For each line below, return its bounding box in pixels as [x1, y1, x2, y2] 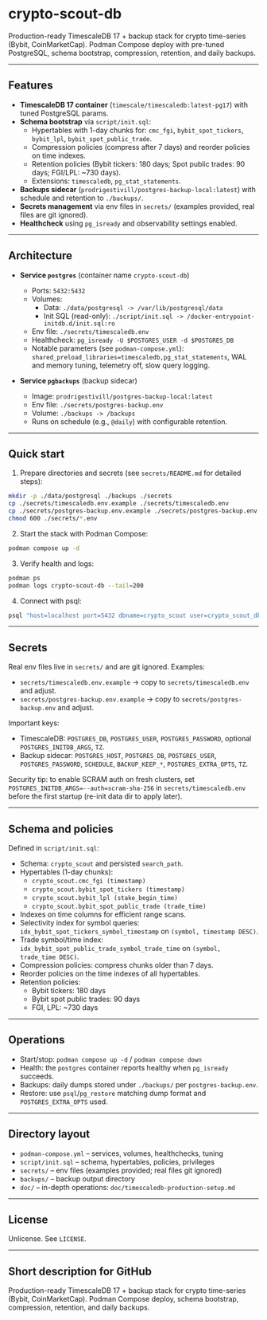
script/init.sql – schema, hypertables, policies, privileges [19, 1157, 215, 1166]
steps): [19, 477, 43, 486]
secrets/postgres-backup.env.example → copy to [19, 694, 180, 704]
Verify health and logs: [19, 559, 94, 568]
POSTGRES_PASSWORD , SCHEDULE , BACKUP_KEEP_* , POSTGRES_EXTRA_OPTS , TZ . [19, 759, 249, 769]
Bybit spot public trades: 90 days [31, 994, 141, 1004]
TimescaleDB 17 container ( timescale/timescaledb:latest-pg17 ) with [19, 100, 249, 109]
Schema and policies [8, 822, 114, 835]
